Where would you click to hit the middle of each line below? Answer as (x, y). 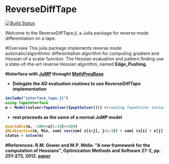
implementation (29, 89)
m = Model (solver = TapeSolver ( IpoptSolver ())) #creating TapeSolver (77, 107)
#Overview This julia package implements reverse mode (63, 48)
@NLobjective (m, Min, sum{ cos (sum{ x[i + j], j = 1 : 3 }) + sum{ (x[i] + (78, 131)
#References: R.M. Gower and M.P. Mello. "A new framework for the (78, 145)
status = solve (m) (24, 136)
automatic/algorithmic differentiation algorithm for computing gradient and (82, 53)
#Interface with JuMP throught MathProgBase (55, 73)
